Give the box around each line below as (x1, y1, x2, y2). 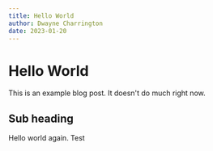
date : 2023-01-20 (8, 27, 67, 35)
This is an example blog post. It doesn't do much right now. (8, 88, 206, 98)
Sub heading (8, 111, 75, 125)
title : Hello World (8, 11, 75, 20)
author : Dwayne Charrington (8, 19, 104, 27)
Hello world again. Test (8, 133, 85, 143)
